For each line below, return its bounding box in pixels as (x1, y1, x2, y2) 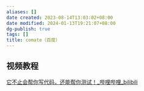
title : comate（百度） (6, 37, 60, 43)
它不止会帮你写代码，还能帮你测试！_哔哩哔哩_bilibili (6, 78, 139, 86)
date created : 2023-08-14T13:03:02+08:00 (6, 15, 113, 21)
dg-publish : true (6, 25, 51, 32)
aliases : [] (6, 8, 37, 15)
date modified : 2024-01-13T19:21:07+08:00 (6, 20, 116, 26)
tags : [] (6, 32, 29, 38)
